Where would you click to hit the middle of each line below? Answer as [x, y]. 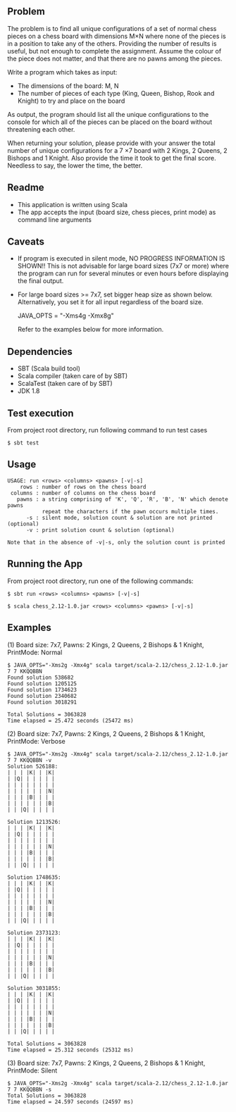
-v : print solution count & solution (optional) [100, 530]
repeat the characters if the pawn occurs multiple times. [130, 511]
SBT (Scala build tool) [49, 368]
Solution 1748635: [34, 877]
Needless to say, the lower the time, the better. [75, 165]
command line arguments [54, 219]
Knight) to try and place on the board [71, 101]
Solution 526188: [33, 766]
